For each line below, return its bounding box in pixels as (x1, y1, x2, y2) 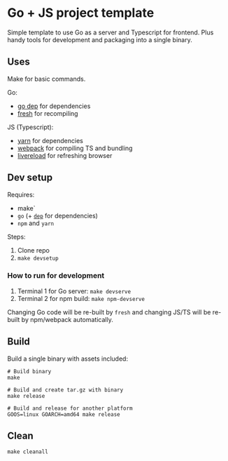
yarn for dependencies (17, 136, 84, 145)
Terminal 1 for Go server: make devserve (17, 286, 131, 295)
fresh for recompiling (17, 109, 78, 117)
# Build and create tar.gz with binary (7, 386, 124, 394)
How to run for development (7, 271, 105, 281)
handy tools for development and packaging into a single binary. (7, 35, 192, 44)
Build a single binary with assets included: (7, 354, 128, 363)
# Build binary (7, 368, 52, 375)
